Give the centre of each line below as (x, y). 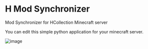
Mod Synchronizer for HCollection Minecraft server (56, 22)
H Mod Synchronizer (47, 9)
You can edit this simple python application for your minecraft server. (74, 32)
